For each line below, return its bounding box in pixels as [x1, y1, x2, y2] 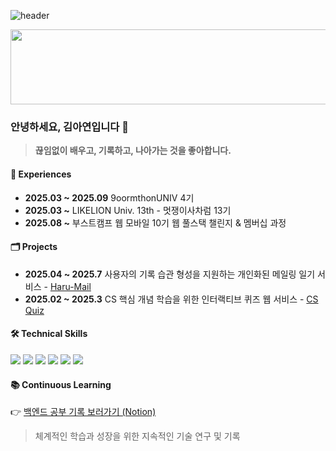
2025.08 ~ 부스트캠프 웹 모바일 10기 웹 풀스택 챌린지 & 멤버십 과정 [24, 216, 287, 229]
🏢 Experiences [10, 168, 72, 180]
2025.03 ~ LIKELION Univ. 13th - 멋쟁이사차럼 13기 [24, 204, 232, 216]
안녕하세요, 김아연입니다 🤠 [10, 120, 130, 134]
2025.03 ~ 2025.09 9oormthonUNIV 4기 [24, 191, 195, 204]
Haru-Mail [49, 280, 92, 292]
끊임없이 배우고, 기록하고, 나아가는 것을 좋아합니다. [34, 145, 232, 157]
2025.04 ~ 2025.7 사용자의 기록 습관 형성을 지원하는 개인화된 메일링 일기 [24, 268, 316, 280]
